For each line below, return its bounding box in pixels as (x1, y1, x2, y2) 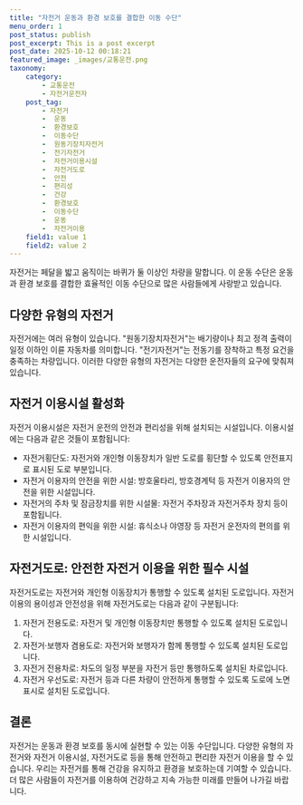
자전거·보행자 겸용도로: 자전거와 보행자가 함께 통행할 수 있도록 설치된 (22, 640, 264, 651)
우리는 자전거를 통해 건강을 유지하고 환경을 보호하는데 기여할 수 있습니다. (35, 762, 292, 773)
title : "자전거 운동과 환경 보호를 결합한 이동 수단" (9, 13, 183, 23)
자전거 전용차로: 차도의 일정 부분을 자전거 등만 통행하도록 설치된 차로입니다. (22, 663, 289, 674)
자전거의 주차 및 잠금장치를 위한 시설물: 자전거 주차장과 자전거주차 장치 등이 (22, 498, 289, 509)
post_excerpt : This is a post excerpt (9, 38, 156, 48)
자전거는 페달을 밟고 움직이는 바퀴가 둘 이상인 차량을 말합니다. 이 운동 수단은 (9, 267, 278, 277)
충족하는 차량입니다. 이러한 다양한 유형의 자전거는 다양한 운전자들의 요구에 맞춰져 (9, 355, 295, 367)
